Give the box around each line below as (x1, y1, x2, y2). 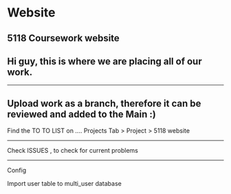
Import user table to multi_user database (7, 180, 122, 188)
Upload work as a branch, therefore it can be (7, 98, 201, 109)
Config (7, 166, 27, 175)
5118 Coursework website (7, 32, 120, 44)
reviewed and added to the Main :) (7, 108, 156, 120)
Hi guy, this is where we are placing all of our (7, 55, 202, 67)
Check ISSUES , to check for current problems (7, 147, 139, 155)
